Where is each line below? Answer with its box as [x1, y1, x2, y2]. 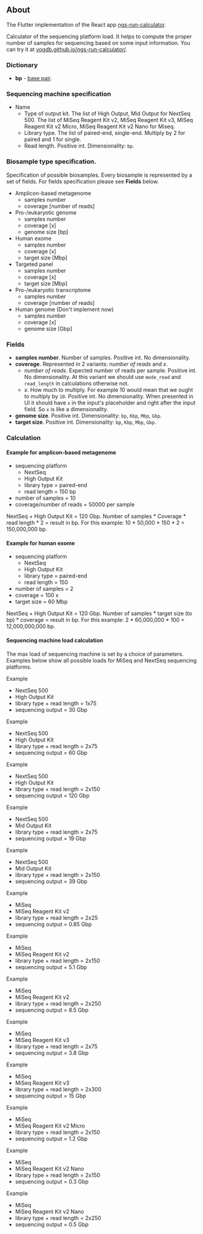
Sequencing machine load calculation [6, 636, 104, 644]
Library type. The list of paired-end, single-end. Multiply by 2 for [24, 129, 186, 137]
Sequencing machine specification [6, 90, 111, 98]
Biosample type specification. [6, 157, 97, 166]
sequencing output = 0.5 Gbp [15, 1221, 89, 1228]
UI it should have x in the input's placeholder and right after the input [24, 399, 196, 406]
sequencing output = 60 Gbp [15, 749, 88, 756]
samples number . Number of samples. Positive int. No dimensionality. [15, 354, 190, 361]
